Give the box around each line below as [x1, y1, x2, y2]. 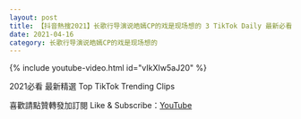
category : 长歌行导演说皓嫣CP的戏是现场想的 [9, 38, 159, 47]
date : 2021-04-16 [9, 30, 74, 38]
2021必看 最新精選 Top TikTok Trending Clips [9, 81, 176, 92]
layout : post [9, 13, 58, 22]
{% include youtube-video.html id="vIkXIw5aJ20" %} [9, 63, 208, 73]
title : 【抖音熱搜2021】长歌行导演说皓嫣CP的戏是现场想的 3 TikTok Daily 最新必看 [9, 21, 293, 30]
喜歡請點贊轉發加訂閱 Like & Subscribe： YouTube [9, 100, 193, 111]
